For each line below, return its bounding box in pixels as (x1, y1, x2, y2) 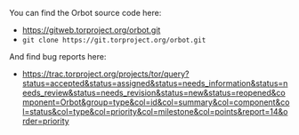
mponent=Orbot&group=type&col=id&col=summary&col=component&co (21, 97, 290, 107)
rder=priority (21, 115, 69, 126)
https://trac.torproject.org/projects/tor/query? (21, 68, 190, 79)
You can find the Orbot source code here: (9, 8, 162, 18)
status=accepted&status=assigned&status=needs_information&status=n (21, 78, 288, 88)
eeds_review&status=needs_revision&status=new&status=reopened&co (21, 88, 287, 98)
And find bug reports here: (9, 52, 107, 61)
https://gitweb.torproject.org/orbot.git (21, 25, 161, 35)
